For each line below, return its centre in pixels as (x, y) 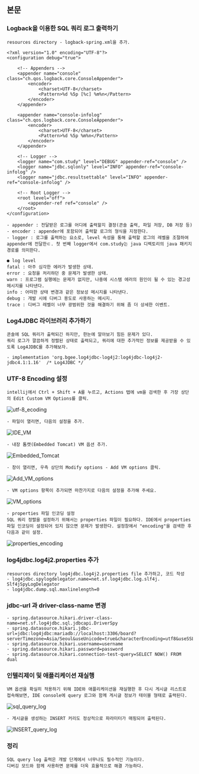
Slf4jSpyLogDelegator (33, 584)
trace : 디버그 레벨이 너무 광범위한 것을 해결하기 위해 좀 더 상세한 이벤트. (89, 305)
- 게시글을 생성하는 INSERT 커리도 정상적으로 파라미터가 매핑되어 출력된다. (87, 719)
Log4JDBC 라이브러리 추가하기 (49, 320)
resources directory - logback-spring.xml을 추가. (68, 42)
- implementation (28, 357)
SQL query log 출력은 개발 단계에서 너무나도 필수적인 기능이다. (76, 760)
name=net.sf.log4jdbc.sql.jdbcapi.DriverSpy (62, 623)
